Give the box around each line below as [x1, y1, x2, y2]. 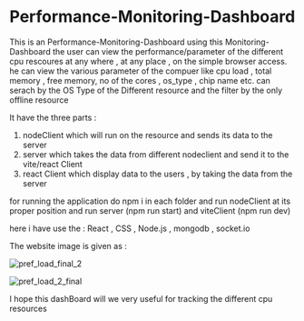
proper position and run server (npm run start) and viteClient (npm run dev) [9, 205, 291, 216]
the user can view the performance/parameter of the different [53, 45, 284, 56]
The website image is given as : [9, 240, 127, 251]
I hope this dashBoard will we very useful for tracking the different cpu [9, 293, 273, 304]
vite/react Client [22, 158, 83, 169]
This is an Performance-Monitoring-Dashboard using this [9, 36, 224, 47]
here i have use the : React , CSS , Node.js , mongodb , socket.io [9, 223, 250, 234]
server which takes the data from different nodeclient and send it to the [22, 148, 289, 160]
